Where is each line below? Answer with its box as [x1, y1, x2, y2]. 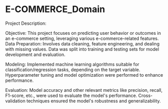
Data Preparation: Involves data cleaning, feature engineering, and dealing [5, 40, 160, 46]
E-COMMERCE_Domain [5, 4, 105, 15]
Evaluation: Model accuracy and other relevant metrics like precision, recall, [5, 87, 163, 93]
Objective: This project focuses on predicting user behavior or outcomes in [5, 30, 161, 36]
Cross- [138, 92, 153, 98]
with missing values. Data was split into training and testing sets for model [5, 46, 159, 52]
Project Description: [5, 20, 47, 26]
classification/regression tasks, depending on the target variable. [5, 67, 140, 73]
